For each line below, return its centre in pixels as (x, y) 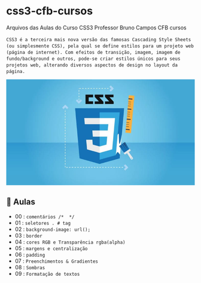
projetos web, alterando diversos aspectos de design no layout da (92, 65)
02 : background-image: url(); (53, 229)
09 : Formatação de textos (47, 273)
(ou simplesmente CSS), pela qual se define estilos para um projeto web (100, 46)
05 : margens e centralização (51, 248)
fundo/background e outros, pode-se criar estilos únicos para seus (93, 59)
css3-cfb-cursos (50, 11)
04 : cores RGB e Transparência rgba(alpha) (70, 242)
